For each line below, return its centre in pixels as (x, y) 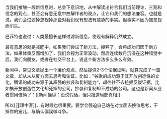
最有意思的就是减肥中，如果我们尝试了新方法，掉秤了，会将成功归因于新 (79, 47)
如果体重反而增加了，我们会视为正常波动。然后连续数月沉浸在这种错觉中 (88, 53)
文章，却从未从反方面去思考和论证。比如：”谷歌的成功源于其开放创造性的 (80, 76)
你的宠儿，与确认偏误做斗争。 (40, 111)
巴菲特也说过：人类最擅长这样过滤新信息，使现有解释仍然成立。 (70, 36)
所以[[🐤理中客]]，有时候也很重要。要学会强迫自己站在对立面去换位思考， (80, 105)
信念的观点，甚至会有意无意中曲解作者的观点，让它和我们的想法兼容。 (77, 13)
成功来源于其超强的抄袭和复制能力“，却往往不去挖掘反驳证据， (91, 82)
